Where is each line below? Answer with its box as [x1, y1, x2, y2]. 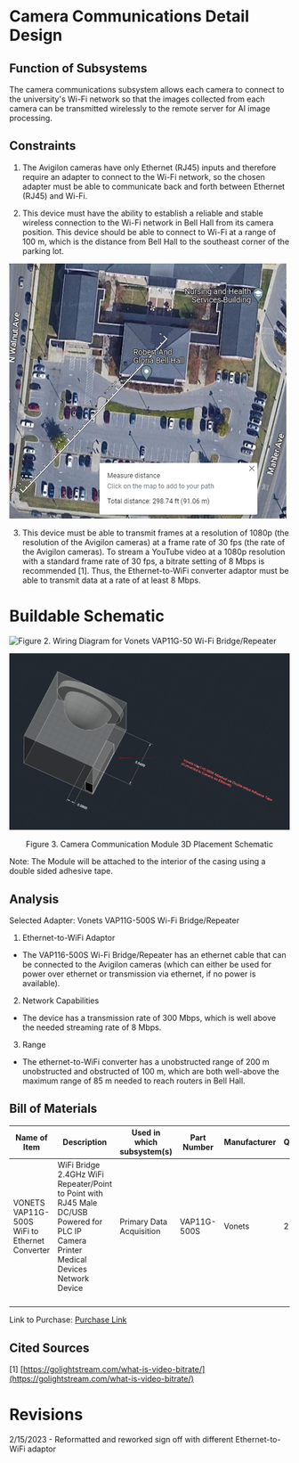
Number [182, 1141, 214, 1152]
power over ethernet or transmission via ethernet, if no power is [21, 969, 256, 979]
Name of [14, 1132, 48, 1142]
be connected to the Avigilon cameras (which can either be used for [21, 960, 272, 970]
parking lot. [21, 245, 65, 256]
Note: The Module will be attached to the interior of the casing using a [9, 856, 266, 867]
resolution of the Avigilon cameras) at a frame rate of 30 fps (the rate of [21, 536, 286, 547]
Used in [131, 1127, 161, 1138]
